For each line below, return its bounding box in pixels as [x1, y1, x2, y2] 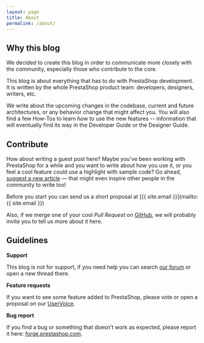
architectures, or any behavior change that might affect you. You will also [6, 108, 190, 116]
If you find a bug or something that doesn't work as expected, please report [6, 324, 197, 331]
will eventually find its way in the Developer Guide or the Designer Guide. [6, 121, 189, 129]
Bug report [6, 311, 35, 319]
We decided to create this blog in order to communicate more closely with [6, 59, 192, 66]
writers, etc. [6, 90, 37, 97]
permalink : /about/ [6, 20, 56, 26]
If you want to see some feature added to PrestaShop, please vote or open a [6, 293, 198, 300]
